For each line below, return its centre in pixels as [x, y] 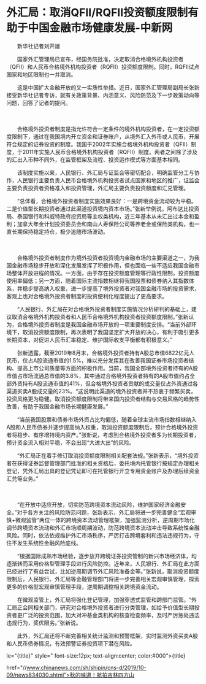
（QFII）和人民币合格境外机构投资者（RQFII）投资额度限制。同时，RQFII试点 [103, 67]
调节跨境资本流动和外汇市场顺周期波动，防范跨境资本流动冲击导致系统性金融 [103, 528]
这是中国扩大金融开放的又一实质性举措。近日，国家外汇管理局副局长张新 [108, 87]
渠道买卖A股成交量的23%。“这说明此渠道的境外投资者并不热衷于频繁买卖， [101, 391]
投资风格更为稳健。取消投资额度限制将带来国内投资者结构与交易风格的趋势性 [103, 399]
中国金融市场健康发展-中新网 [100, 28]
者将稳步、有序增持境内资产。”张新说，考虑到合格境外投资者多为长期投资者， [103, 435]
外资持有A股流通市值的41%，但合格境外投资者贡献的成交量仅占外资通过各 [105, 383]
